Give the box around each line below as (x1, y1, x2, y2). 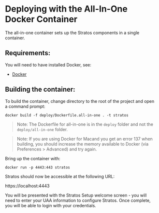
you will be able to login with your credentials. (5, 202, 97, 208)
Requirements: (5, 49, 51, 57)
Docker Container (5, 14, 78, 25)
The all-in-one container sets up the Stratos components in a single (5, 30, 140, 35)
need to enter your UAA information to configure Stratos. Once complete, (5, 197, 151, 203)
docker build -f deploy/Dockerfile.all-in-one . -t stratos (5, 113, 129, 117)
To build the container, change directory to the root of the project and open (5, 98, 155, 104)
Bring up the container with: (5, 155, 60, 161)
